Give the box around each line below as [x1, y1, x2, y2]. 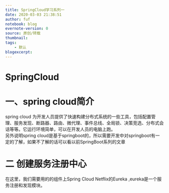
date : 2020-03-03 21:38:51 [5, 12, 62, 17]
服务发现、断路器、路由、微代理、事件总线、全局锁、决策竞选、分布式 [14, 119, 159, 126]
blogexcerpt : [5, 49, 33, 54]
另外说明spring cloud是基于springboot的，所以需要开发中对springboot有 [5, 132, 156, 139]
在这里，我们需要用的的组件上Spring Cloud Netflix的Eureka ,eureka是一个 [5, 176, 157, 182]
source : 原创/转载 [5, 31, 41, 36]
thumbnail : [5, 36, 28, 41]
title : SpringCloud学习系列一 [5, 7, 65, 13]
